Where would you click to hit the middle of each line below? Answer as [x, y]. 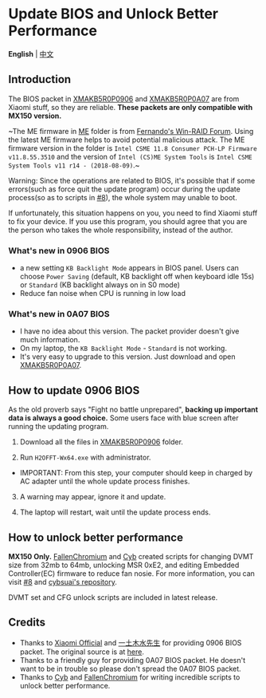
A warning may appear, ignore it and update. [93, 497]
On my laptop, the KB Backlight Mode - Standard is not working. [123, 349]
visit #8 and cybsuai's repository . [63, 582]
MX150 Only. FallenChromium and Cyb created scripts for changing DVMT [131, 556]
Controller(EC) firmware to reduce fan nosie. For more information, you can [131, 573]
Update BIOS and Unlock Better [113, 14]
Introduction [40, 79]
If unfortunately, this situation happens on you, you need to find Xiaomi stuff [133, 213]
